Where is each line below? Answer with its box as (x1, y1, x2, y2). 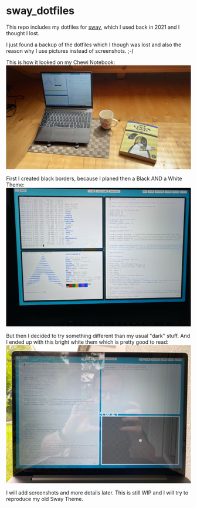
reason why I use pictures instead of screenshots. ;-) (6, 47, 134, 54)
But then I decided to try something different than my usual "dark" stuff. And (6, 332, 191, 339)
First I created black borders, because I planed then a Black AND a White (6, 175, 182, 182)
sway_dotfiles (6, 4, 75, 18)
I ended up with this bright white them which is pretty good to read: (6, 338, 169, 346)
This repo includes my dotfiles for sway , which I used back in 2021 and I (6, 23, 180, 31)
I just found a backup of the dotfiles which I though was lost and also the (6, 41, 182, 48)
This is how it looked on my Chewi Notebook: (6, 59, 116, 66)
